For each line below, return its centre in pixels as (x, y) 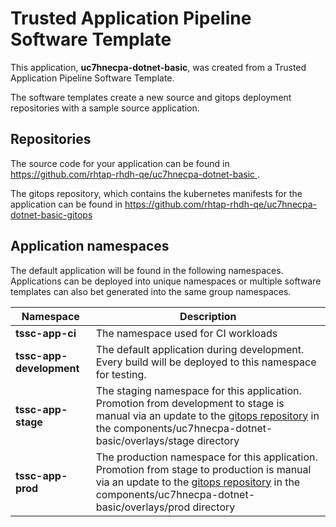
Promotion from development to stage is (190, 403)
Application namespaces (90, 246)
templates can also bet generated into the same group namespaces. (151, 291)
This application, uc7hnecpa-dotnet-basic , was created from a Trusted (158, 67)
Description (208, 316)
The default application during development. (200, 349)
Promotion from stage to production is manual (203, 469)
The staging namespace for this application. (198, 390)
